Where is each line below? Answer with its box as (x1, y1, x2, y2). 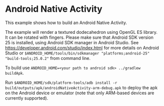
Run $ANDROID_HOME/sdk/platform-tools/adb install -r (5, 79, 117, 85)
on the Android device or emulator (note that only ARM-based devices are (5, 90, 154, 96)
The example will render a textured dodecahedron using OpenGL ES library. (5, 29, 158, 35)
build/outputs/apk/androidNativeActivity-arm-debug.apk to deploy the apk (5, 84, 158, 90)
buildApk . (5, 70, 24, 76)
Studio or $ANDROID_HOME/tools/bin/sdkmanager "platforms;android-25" (5, 50, 150, 56)
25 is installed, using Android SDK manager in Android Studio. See (5, 39, 139, 45)
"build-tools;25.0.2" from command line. (5, 55, 91, 61)
